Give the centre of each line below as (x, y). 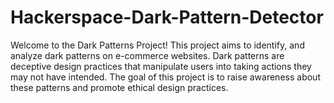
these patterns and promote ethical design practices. (119, 87)
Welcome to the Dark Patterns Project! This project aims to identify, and (157, 45)
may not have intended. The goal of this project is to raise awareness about (165, 77)
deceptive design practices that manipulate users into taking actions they (161, 66)
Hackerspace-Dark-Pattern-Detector (167, 17)
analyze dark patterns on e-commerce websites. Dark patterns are (147, 55)
